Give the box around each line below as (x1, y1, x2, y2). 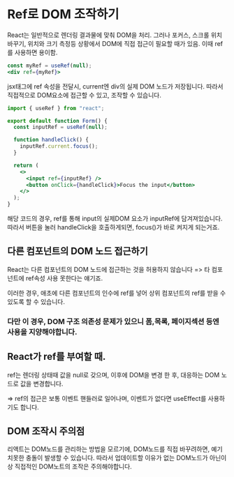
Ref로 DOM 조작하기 (7, 6, 119, 22)
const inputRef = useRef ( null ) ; (13, 123, 108, 131)
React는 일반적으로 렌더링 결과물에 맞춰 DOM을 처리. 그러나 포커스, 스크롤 (7, 31, 210, 39)
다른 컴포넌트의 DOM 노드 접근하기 (7, 245, 148, 257)
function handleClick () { (13, 137, 89, 144)
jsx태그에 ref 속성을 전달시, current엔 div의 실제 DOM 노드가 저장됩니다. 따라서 (7, 82, 224, 91)
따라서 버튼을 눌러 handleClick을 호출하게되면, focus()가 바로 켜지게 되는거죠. (7, 223, 220, 232)
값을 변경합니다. (20, 379, 64, 388)
